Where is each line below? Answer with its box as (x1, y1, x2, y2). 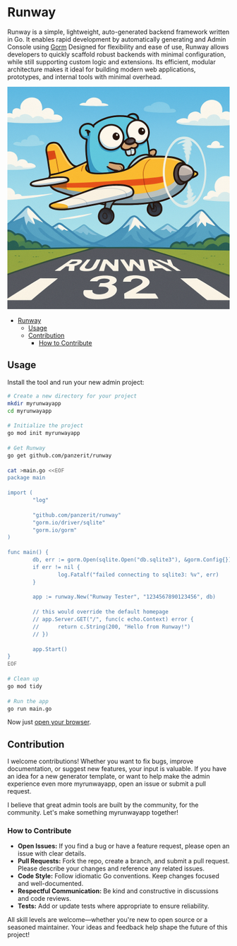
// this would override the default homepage (32, 609, 169, 616)
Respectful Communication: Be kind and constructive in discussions (17, 887, 219, 895)
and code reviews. (17, 894, 72, 903)
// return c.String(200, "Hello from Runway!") (32, 623, 191, 630)
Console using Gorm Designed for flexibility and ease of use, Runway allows (7, 42, 229, 51)
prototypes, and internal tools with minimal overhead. (7, 72, 162, 81)
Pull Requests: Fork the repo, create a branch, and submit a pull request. (17, 857, 230, 866)
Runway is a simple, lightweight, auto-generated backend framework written (7, 28, 230, 36)
